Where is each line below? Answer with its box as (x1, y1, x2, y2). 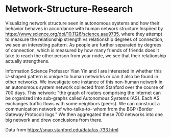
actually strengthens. (5, 58, 50, 64)
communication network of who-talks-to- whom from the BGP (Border (5, 106, 153, 112)
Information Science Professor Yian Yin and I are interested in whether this (5, 67, 162, 74)
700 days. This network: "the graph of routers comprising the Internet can (5, 89, 161, 96)
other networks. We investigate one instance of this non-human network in (5, 79, 163, 85)
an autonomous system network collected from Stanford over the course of (5, 84, 164, 90)
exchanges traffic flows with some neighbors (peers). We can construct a (5, 100, 160, 106)
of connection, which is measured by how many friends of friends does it (5, 47, 159, 53)
